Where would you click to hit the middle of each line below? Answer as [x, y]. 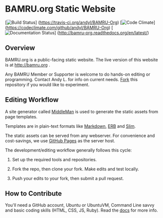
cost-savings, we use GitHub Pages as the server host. [60, 141]
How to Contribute [34, 193]
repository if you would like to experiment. [47, 84]
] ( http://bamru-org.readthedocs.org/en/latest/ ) [102, 33]
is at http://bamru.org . [27, 65]
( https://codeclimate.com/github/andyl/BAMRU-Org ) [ [59, 27]
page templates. [21, 117]
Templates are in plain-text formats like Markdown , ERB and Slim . [71, 126]
